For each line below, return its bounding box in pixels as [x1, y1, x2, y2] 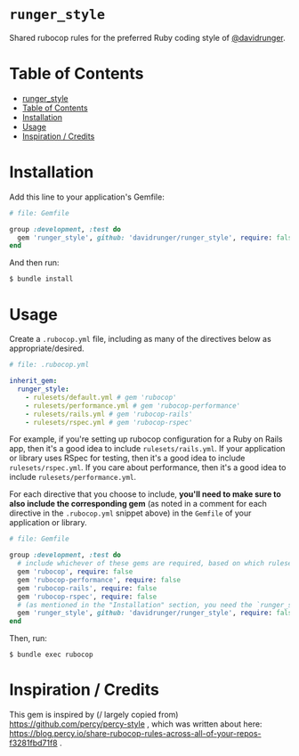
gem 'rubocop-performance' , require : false [17, 575, 181, 584]
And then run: [9, 257, 60, 268]
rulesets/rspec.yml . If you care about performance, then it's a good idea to [9, 462, 287, 473]
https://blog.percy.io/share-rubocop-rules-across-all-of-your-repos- [9, 728, 262, 739]
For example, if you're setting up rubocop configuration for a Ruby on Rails [9, 434, 283, 444]
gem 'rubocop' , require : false [17, 567, 133, 576]
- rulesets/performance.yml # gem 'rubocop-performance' [25, 401, 241, 411]
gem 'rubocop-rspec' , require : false [17, 592, 158, 601]
